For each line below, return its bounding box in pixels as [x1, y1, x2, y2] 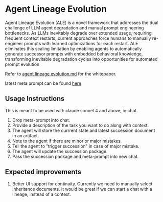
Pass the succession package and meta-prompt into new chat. [12, 153, 139, 159]
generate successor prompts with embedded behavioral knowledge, [5, 50, 143, 57]
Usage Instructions [5, 95, 65, 103]
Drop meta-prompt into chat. [12, 117, 70, 123]
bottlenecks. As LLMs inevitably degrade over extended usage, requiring [5, 30, 152, 36]
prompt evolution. [5, 61, 41, 67]
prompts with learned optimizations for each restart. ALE [24, 40, 139, 46]
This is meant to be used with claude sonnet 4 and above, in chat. [5, 107, 138, 113]
